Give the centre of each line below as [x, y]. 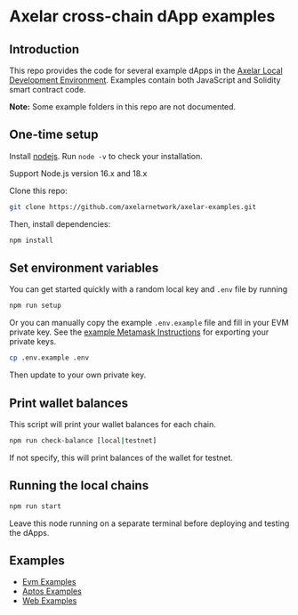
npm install [31, 240]
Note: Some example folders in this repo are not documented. [123, 107]
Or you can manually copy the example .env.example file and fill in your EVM [149, 323]
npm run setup [36, 306]
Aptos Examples [52, 591]
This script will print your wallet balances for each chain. [113, 424]
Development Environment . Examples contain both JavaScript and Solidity [145, 80]
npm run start [36, 506]
